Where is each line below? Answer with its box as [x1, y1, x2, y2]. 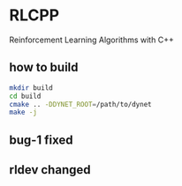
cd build [9, 92, 42, 100]
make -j [9, 108, 38, 117]
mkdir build [9, 83, 53, 93]
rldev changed [9, 162, 91, 177]
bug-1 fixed [9, 132, 73, 147]
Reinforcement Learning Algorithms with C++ [9, 34, 174, 45]
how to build [9, 60, 79, 75]
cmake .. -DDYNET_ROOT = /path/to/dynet [9, 100, 152, 108]
